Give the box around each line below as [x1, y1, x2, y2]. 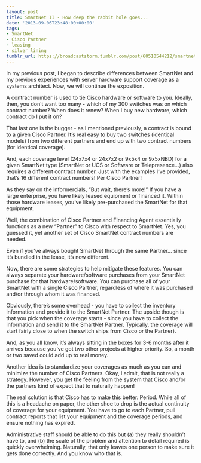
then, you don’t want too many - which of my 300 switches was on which [6, 100, 187, 108]
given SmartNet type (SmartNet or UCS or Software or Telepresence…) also [6, 161, 193, 168]
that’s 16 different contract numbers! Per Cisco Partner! [6, 174, 142, 181]
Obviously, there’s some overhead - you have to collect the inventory [6, 302, 176, 309]
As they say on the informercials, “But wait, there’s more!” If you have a [6, 186, 181, 193]
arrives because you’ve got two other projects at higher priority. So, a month [6, 345, 195, 352]
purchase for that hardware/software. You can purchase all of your [6, 277, 170, 284]
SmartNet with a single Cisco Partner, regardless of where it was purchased [6, 284, 193, 291]
